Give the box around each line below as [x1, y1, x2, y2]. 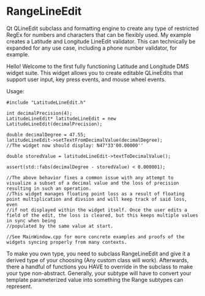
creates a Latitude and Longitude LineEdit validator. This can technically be [6, 37, 196, 45]
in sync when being [6, 217, 56, 224]
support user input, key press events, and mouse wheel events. [6, 76, 166, 83]
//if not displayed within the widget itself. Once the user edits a [6, 207, 188, 213]
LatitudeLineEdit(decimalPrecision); [6, 121, 103, 127]
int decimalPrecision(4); [6, 110, 72, 116]
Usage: [6, 87, 24, 95]
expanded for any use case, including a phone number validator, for [6, 44, 177, 52]
